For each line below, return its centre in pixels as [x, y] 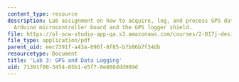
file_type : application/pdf [49, 41]
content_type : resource [43, 14]
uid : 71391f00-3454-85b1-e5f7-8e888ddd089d [73, 67]
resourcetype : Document [43, 54]
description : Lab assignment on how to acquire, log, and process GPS [114, 21]
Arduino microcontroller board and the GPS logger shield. [103, 27]
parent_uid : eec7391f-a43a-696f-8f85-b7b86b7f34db [84, 47]
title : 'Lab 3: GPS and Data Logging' [65, 61]
